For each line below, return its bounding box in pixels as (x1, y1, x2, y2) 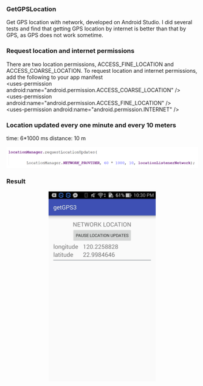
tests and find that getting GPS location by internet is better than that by (6, 25, 187, 32)
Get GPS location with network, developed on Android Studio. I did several (6, 19, 193, 26)
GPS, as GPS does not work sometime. (6, 32, 103, 39)
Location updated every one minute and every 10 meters (6, 121, 176, 129)
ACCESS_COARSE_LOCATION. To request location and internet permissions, (6, 67, 198, 74)
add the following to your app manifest (6, 73, 103, 81)
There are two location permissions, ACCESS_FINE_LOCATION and (6, 60, 174, 68)
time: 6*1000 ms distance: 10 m (6, 134, 86, 141)
